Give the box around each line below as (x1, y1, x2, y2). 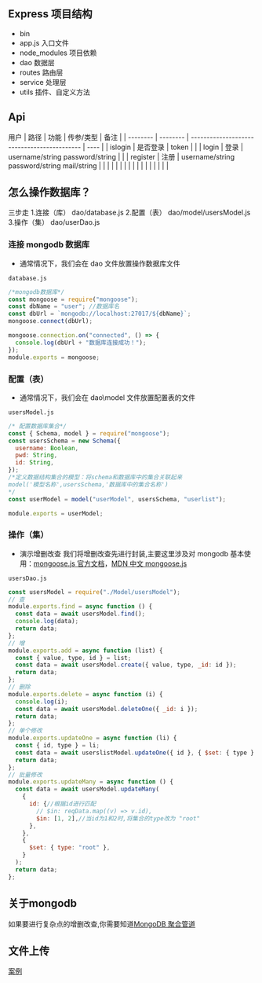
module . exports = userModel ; (8, 509, 104, 517)
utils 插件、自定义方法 (19, 87, 90, 97)
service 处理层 (19, 77, 67, 86)
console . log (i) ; (15, 698, 68, 706)
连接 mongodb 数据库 (8, 239, 90, 250)
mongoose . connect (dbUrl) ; (8, 317, 93, 325)
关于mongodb (8, 897, 77, 910)
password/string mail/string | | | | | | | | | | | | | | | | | (8, 160, 169, 171)
